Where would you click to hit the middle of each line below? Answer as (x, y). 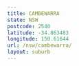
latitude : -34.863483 (38, 33)
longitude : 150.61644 (38, 39)
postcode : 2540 (29, 26)
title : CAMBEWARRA (33, 13)
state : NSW (23, 20)
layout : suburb (29, 52)
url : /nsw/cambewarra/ (39, 45)
